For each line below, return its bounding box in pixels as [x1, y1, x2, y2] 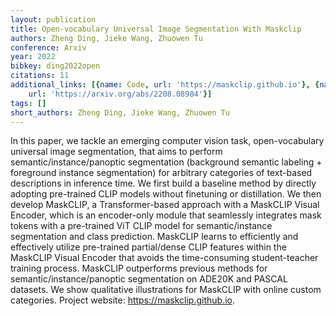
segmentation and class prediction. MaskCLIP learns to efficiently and [10, 231, 299, 243]
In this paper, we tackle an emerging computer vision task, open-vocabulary [10, 135, 325, 147]
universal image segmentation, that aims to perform [10, 146, 223, 158]
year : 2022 [10, 52, 56, 62]
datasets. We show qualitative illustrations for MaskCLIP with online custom [10, 284, 322, 296]
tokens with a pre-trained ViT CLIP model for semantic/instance [10, 220, 273, 232]
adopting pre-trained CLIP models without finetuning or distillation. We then [10, 188, 322, 200]
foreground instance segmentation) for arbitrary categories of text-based [10, 167, 313, 179]
